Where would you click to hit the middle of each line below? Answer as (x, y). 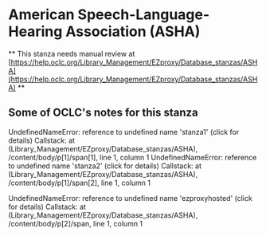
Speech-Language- (144, 15)
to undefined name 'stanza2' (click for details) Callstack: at (105, 166)
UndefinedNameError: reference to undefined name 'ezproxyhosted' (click (130, 198)
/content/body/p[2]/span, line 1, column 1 (76, 223)
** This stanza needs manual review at (72, 53)
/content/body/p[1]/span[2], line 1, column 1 (80, 183)
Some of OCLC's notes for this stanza (103, 113)
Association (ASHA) (133, 31)
